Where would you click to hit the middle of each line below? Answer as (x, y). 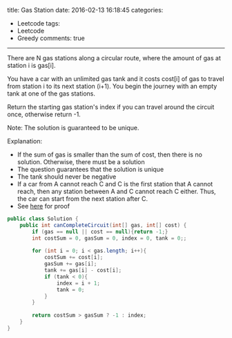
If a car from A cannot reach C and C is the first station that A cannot (115, 184)
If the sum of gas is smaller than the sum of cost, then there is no (109, 154)
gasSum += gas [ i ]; (70, 264)
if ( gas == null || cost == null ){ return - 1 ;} (100, 231)
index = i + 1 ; (78, 283)
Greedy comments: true (51, 38)
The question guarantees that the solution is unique (90, 169)
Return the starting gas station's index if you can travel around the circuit (111, 107)
